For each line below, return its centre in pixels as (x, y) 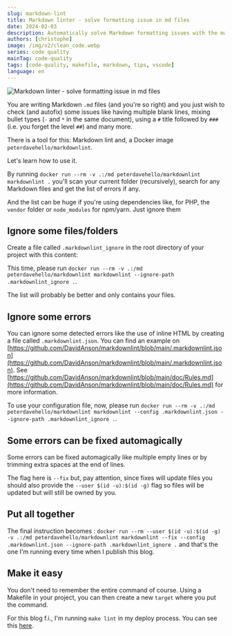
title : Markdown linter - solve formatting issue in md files (98, 20)
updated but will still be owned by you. (62, 492)
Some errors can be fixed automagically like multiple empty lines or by (107, 457)
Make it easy (35, 574)
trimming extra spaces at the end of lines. (66, 464)
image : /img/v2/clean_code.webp (54, 46)
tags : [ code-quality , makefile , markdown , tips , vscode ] (91, 65)
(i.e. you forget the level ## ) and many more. (70, 126)
